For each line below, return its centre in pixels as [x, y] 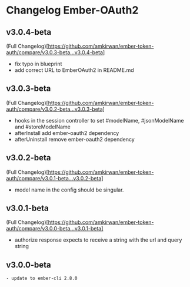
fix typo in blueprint [38, 64]
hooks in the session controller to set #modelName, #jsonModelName [99, 120]
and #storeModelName [42, 127]
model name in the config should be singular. [69, 190]
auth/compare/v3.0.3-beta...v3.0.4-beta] [56, 52]
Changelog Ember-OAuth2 [72, 10]
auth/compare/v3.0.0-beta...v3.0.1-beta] [55, 229]
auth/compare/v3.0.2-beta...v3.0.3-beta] [55, 109]
